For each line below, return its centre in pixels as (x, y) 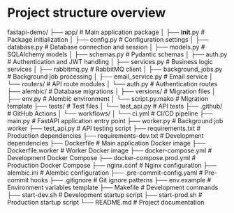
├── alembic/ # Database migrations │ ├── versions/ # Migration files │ (112, 91)
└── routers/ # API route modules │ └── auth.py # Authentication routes (112, 84)
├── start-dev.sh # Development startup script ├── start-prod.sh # (105, 195)
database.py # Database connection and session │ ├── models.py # (106, 47)
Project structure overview (87, 13)
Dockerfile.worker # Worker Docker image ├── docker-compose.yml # (110, 150)
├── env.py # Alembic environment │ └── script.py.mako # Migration (108, 98)
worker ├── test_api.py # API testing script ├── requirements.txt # (104, 128)
